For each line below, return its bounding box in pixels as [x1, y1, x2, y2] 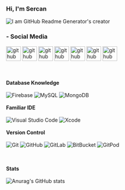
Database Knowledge [6, 79, 60, 86]
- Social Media [6, 33, 48, 41]
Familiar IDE [6, 104, 36, 111]
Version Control [6, 129, 46, 136]
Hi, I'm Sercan [6, 5, 47, 13]
